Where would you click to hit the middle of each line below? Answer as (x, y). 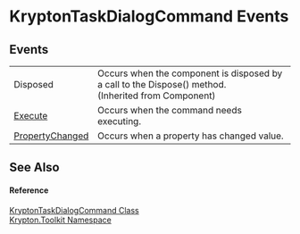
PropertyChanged (51, 136)
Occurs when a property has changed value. (191, 136)
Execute (31, 116)
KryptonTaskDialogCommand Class (75, 210)
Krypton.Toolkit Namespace (60, 220)
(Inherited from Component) (157, 96)
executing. (119, 121)
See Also (34, 167)
